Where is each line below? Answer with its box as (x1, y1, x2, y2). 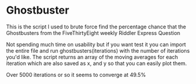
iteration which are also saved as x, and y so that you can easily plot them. (6, 60, 187, 67)
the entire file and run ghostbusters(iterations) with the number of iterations (6, 47, 190, 54)
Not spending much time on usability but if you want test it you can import (6, 41, 186, 48)
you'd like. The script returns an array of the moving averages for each (6, 53, 178, 60)
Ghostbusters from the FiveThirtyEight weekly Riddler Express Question (6, 29, 181, 36)
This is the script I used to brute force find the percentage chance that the (6, 23, 187, 30)
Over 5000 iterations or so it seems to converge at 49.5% (6, 71, 146, 78)
